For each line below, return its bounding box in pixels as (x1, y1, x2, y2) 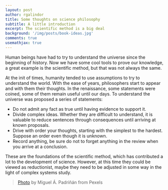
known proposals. (12, 122, 50, 128)
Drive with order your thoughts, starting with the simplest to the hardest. (12, 127, 163, 133)
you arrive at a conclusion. (12, 144, 68, 150)
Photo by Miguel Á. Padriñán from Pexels (17, 179, 103, 185)
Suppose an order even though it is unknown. (12, 132, 107, 139)
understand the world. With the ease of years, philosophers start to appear (5, 80, 161, 86)
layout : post (5, 7, 33, 13)
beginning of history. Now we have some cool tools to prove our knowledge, (5, 59, 164, 66)
